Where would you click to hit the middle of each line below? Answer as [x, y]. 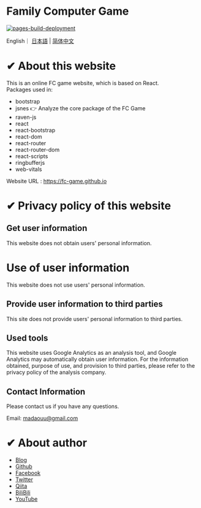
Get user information [47, 228]
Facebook [28, 473]
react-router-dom [37, 150]
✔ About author [47, 443]
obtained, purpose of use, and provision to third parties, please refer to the [100, 366]
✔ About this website [61, 66]
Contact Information [46, 391]
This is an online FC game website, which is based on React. [83, 83]
